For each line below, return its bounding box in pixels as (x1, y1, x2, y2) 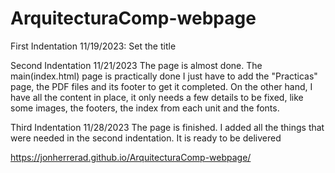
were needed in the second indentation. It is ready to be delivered (10, 132, 282, 144)
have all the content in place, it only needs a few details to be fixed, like (10, 91, 304, 103)
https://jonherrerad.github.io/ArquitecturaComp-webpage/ (10, 151, 252, 163)
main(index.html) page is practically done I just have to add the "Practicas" (10, 70, 318, 82)
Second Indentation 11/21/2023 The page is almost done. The (10, 59, 263, 71)
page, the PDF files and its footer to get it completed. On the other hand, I (10, 80, 313, 92)
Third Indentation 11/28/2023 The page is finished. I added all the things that (10, 121, 325, 133)
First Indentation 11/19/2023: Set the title (10, 40, 177, 52)
